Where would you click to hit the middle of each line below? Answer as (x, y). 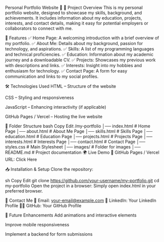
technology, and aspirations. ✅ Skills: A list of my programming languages (80, 49)
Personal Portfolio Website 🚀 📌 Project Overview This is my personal (74, 8)
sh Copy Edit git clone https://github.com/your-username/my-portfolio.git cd (82, 181)
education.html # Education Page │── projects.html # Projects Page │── (79, 136)
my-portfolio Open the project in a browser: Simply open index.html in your (81, 186)
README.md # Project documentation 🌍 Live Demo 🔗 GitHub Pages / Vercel (82, 152)
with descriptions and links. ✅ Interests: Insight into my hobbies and (73, 65)
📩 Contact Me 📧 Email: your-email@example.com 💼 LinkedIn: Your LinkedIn (81, 200)
